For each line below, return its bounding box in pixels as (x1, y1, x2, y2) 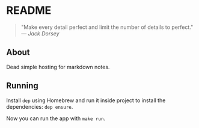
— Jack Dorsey (20, 29, 60, 37)
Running (6, 81, 39, 91)
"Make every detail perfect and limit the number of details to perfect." (20, 23, 194, 31)
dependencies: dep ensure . (6, 103, 73, 110)
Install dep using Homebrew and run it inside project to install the (6, 97, 166, 104)
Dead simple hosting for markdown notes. (6, 63, 110, 70)
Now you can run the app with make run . (6, 115, 106, 122)
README (6, 4, 52, 17)
